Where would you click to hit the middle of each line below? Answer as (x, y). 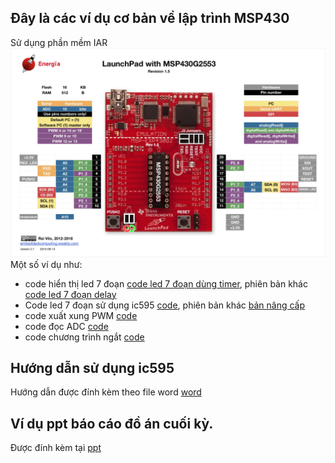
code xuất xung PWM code (81, 315)
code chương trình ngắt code (84, 337)
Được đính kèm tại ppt (56, 448)
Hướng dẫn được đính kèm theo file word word (106, 392)
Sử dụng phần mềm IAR (59, 42)
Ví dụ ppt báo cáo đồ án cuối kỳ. (112, 423)
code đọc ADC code (66, 326)
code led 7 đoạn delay (70, 294)
